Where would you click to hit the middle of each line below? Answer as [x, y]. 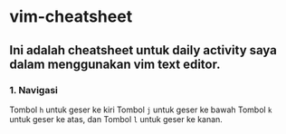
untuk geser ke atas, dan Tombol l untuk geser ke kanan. [116, 119]
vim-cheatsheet [71, 17]
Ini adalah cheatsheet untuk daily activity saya [143, 50]
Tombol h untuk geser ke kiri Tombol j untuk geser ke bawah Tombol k [141, 110]
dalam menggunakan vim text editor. [115, 64]
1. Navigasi [34, 90]
